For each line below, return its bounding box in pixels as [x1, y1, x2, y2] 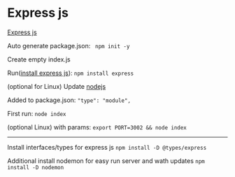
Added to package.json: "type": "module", [7, 96, 131, 104]
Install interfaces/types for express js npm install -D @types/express [7, 143, 207, 151]
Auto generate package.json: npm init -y [7, 41, 130, 50]
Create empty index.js [7, 55, 71, 64]
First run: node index [7, 109, 66, 118]
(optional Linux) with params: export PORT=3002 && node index [7, 122, 187, 131]
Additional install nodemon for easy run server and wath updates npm [7, 156, 205, 165]
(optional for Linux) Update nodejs [7, 82, 106, 90]
